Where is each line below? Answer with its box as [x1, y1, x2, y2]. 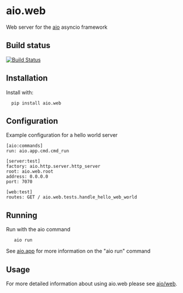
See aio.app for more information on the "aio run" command [6, 248, 151, 255]
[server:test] [6, 159, 41, 164]
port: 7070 [6, 179, 33, 185]
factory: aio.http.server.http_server [6, 163, 101, 170]
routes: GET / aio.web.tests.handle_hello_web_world [6, 194, 137, 200]
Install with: [6, 89, 34, 96]
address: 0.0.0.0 [6, 174, 49, 180]
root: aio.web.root [6, 169, 54, 174]
